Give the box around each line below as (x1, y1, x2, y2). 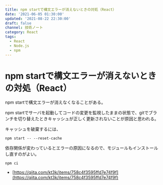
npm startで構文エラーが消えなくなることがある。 (5, 99, 106, 105)
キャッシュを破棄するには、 (5, 126, 61, 132)
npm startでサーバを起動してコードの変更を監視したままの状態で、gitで (5, 110, 149, 116)
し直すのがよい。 (5, 151, 40, 157)
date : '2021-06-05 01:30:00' (5, 12, 64, 17)
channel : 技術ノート (5, 25, 43, 30)
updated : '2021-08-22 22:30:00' (5, 16, 71, 21)
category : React (5, 30, 38, 35)
